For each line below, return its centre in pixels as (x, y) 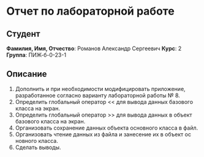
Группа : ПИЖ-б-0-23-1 (36, 55)
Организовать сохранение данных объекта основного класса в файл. (107, 128)
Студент (24, 34)
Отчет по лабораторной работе (90, 11)
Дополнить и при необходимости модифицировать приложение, (100, 89)
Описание (27, 74)
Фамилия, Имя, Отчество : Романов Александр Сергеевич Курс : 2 (94, 48)
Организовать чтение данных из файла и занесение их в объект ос (103, 134)
